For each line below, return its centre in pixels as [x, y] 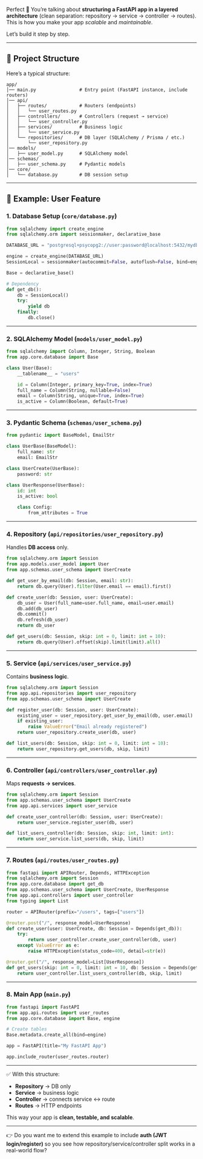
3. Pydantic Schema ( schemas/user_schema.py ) [74, 423]
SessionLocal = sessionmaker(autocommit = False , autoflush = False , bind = [98, 262]
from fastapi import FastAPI [43, 1007]
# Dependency [23, 284]
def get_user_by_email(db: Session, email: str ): [70, 581]
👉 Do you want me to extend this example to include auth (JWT [87, 1135]
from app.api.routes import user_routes [58, 1013]
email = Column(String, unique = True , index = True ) [81, 396]
